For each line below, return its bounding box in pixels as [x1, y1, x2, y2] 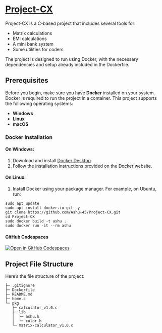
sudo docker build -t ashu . [5, 219, 67, 224]
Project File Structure [5, 260, 74, 268]
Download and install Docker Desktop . [12, 157, 92, 163]
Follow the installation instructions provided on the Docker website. [12, 163, 152, 169]
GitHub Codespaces [5, 234, 49, 240]
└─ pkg [5, 301, 19, 306]
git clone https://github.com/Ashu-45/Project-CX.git [5, 210, 121, 215]
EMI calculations [12, 35, 47, 42]
